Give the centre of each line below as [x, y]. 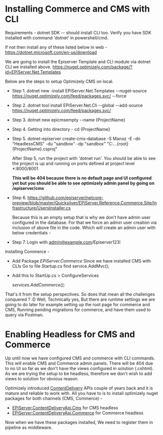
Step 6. [19, 198]
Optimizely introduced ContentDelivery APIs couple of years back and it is [79, 388]
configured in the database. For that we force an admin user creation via [84, 222]
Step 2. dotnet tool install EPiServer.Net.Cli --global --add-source [77, 105]
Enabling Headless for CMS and [70, 334]
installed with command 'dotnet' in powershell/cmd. [57, 38]
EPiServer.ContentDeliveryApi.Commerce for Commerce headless [78, 413]
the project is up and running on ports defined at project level [73, 163]
